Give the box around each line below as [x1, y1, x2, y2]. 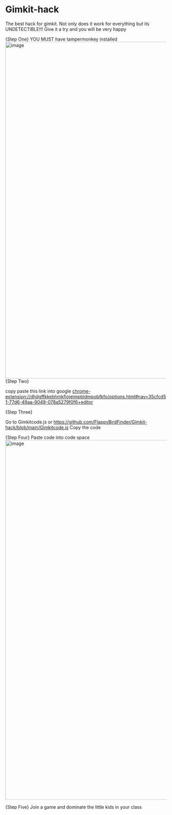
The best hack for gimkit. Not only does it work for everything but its [5, 21, 149, 27]
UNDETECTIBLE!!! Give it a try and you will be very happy [5, 26, 126, 32]
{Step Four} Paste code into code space [5, 434, 90, 440]
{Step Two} [5, 378, 29, 384]
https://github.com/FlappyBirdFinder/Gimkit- [53, 419, 147, 425]
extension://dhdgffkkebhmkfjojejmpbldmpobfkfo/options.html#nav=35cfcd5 [5, 393, 166, 399]
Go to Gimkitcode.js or [5, 419, 53, 425]
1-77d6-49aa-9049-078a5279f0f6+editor [5, 399, 93, 405]
